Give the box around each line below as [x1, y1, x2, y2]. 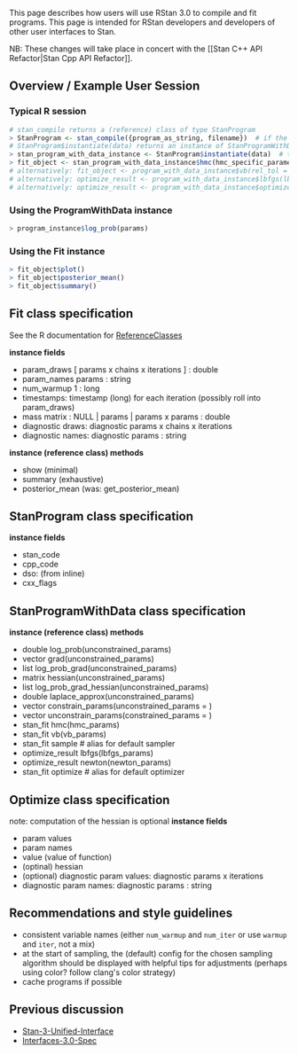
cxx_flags [21, 578, 58, 589]
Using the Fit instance [9, 245, 106, 257]
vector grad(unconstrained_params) [21, 653, 155, 664]
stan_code [21, 550, 60, 560]
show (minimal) [21, 465, 79, 475]
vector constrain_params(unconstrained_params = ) [21, 700, 213, 712]
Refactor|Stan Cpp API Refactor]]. [9, 53, 133, 63]
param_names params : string [21, 373, 131, 384]
